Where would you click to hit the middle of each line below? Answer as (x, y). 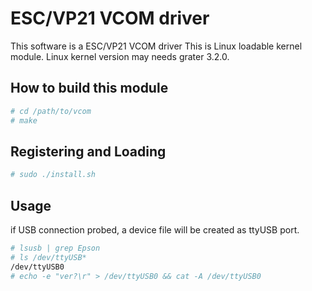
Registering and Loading (88, 151)
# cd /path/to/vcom (51, 111)
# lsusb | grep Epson (55, 248)
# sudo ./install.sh (53, 175)
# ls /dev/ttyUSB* (48, 257)
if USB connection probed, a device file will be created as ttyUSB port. (155, 230)
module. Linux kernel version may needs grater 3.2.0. (120, 56)
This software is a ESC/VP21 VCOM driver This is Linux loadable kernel (156, 46)
